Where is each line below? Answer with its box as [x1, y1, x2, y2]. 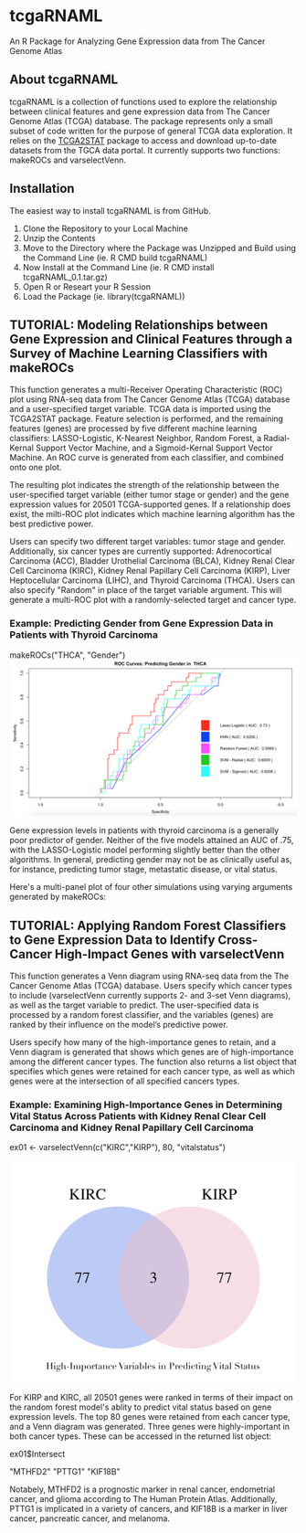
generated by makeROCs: [9, 892, 107, 903]
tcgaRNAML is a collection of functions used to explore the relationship [9, 96, 278, 107]
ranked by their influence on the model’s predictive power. [9, 1020, 228, 1031]
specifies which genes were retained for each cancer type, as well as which [9, 1066, 295, 1077]
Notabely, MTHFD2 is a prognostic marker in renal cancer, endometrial [9, 1484, 276, 1495]
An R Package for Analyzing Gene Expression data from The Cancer [9, 36, 266, 47]
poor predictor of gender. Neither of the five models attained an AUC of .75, [9, 835, 294, 846]
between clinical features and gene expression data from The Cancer [9, 106, 271, 117]
